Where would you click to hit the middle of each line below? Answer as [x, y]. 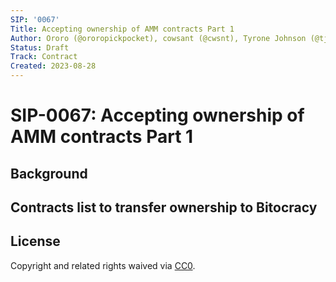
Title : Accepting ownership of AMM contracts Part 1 [122, 29]
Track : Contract [44, 57]
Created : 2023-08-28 [53, 66]
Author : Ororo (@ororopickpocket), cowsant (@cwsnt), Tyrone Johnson [158, 38]
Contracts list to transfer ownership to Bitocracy [164, 207]
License [35, 241]
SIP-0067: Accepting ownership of [157, 115]
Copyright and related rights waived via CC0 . [103, 265]
